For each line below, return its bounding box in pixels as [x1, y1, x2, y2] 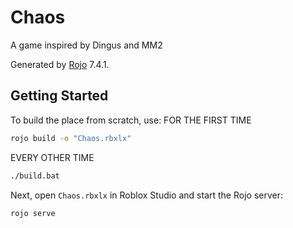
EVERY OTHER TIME [10, 151, 95, 163]
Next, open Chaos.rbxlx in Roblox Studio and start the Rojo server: [10, 189, 283, 201]
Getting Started [10, 87, 109, 105]
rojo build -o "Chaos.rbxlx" [10, 133, 132, 143]
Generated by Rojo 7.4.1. [10, 58, 110, 70]
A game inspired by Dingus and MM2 [10, 39, 163, 51]
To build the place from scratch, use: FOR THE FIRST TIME [10, 114, 252, 126]
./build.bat [10, 171, 60, 181]
